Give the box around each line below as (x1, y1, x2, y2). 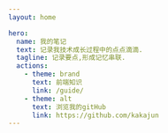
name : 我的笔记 (16, 37, 67, 46)
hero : (8, 28, 28, 38)
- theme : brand (24, 70, 80, 79)
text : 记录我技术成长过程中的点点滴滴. (16, 45, 143, 54)
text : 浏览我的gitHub (31, 102, 107, 111)
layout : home (8, 12, 57, 22)
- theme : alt (24, 94, 73, 103)
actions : (16, 62, 49, 70)
